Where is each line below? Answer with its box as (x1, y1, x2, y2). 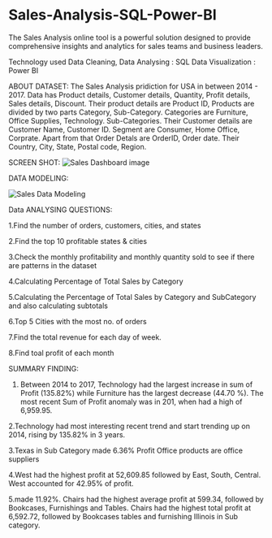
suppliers (8, 453, 40, 464)
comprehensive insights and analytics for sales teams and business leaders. (8, 41, 264, 50)
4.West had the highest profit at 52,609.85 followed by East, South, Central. (8, 470, 261, 479)
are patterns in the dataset (8, 260, 97, 270)
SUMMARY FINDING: (8, 363, 79, 373)
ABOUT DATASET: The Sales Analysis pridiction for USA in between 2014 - (8, 81, 258, 91)
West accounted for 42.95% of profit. (8, 478, 134, 488)
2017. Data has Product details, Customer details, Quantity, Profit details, (8, 89, 251, 99)
